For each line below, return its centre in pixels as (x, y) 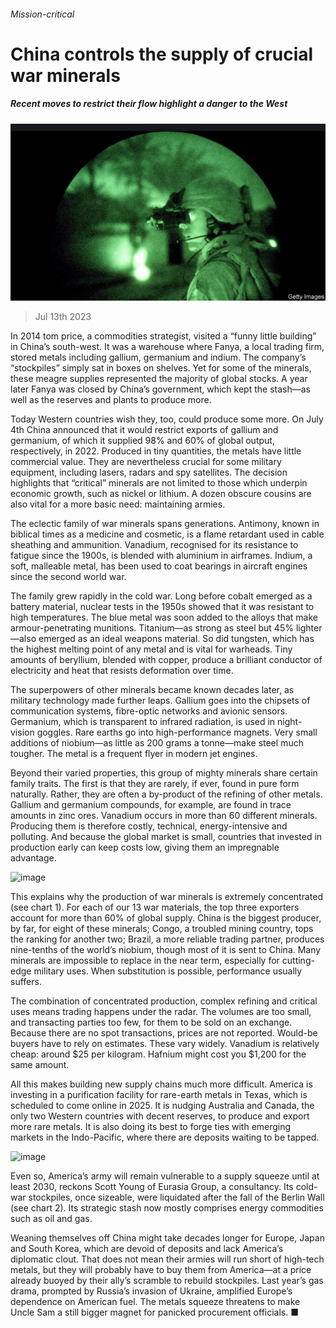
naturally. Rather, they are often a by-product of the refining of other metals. (166, 794)
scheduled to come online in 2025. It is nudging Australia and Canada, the (162, 1106)
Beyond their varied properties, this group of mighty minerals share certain (164, 773)
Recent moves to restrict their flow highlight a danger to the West (149, 104)
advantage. (33, 858)
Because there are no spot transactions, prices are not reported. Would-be (164, 1033)
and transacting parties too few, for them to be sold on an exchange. (151, 1022)
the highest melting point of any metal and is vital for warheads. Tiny (151, 649)
